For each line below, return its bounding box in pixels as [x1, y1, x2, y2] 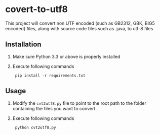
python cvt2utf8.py [15, 125, 56, 130]
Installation [5, 40, 42, 49]
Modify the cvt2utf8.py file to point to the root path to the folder [12, 100, 147, 106]
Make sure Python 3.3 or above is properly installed [12, 53, 121, 59]
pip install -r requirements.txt [15, 73, 86, 78]
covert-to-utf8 [5, 4, 68, 15]
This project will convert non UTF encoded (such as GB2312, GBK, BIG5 [5, 20, 155, 26]
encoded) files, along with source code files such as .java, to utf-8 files [5, 25, 153, 31]
